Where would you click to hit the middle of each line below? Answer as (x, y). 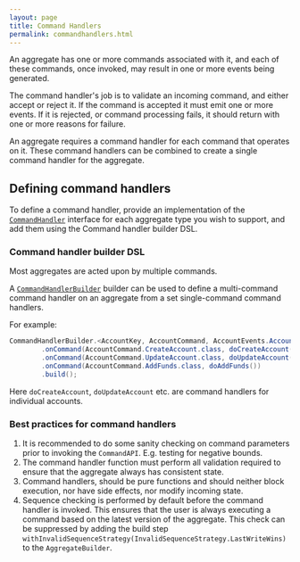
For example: (33, 325)
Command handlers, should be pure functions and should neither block (153, 482)
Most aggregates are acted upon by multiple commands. (113, 271)
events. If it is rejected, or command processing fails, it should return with (144, 115)
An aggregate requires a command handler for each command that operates (150, 141)
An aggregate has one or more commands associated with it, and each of (144, 60)
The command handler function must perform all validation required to (151, 463)
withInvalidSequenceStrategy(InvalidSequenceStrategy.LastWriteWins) (154, 539)
